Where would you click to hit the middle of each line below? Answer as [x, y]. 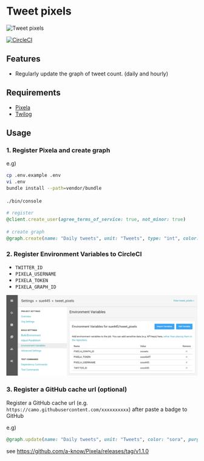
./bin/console [24, 201]
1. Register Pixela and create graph [58, 150]
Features [23, 59]
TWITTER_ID [29, 268]
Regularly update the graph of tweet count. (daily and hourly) [92, 74]
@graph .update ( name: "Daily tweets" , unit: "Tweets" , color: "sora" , [96, 439]
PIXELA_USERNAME [36, 274]
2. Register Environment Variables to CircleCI [74, 254]
